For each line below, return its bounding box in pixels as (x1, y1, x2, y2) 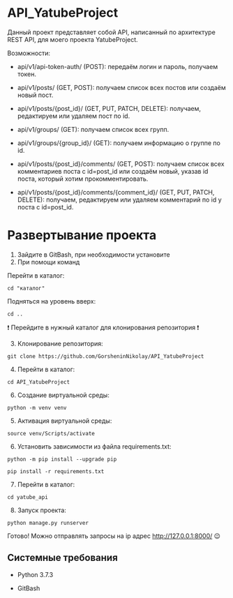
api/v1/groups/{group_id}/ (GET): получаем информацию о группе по (17, 138, 221, 147)
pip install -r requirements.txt (7, 468, 105, 475)
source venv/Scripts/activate (7, 430, 96, 437)
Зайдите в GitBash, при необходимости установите (17, 250, 170, 259)
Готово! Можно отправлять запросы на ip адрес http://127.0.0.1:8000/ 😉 (7, 532, 221, 540)
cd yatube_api (7, 493, 49, 500)
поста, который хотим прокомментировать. (17, 174, 149, 183)
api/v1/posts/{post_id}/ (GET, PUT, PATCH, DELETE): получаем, (17, 104, 201, 112)
